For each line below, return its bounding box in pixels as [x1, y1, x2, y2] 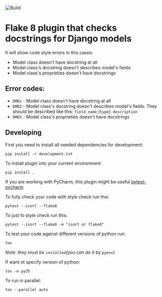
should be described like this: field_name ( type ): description [12, 108, 138, 114]
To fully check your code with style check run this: [5, 194, 109, 200]
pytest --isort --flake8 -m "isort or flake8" [5, 222, 104, 227]
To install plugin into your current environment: [5, 160, 102, 166]
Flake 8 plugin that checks [5, 23, 117, 34]
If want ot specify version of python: [5, 259, 80, 265]
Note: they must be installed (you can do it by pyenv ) [5, 249, 115, 255]
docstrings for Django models [5, 33, 132, 45]
